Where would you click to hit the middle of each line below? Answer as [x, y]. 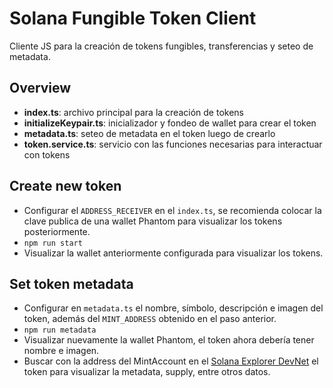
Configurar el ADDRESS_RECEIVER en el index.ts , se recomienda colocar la [172, 210]
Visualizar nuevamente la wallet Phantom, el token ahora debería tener [169, 340]
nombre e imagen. [61, 351]
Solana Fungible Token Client [133, 18]
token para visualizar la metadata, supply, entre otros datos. [147, 372]
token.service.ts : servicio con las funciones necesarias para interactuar [173, 144]
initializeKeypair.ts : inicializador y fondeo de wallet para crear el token [170, 123]
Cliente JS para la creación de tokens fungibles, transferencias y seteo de [161, 46]
